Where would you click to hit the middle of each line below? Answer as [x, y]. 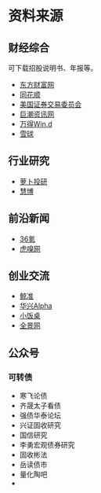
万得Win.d [36, 124]
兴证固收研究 [40, 425]
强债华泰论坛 [40, 416]
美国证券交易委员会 [50, 104]
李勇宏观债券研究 [47, 445]
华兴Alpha [36, 306]
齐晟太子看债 [40, 406]
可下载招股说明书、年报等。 [53, 68]
